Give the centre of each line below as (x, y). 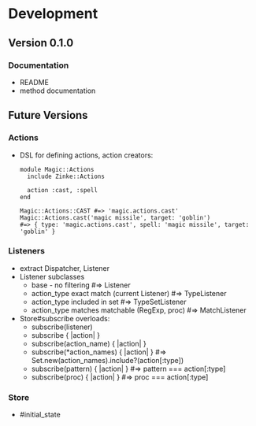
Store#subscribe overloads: (65, 318)
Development (53, 14)
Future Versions (48, 115)
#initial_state (40, 415)
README (34, 82)
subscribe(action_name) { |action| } (89, 343)
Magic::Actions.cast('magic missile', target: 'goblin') (115, 217)
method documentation (58, 91)
